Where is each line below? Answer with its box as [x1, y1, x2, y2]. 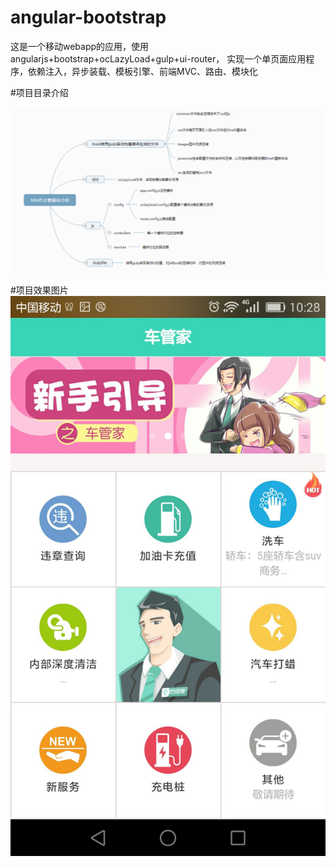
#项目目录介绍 [10, 86, 69, 98]
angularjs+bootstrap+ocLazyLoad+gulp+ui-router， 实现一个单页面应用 [10, 52, 307, 65]
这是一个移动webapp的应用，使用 [10, 40, 150, 52]
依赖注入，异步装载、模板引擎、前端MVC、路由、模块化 [27, 65, 259, 77]
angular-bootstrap [10, 6, 167, 29]
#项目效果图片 [10, 284, 69, 296]
